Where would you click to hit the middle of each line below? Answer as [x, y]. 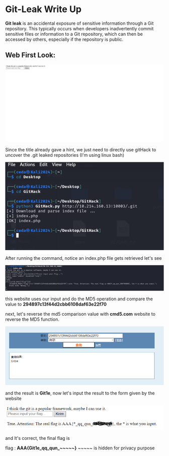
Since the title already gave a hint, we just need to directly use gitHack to [81, 150]
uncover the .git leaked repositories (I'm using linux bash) [65, 155]
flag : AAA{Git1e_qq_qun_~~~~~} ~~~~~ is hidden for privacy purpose [80, 448]
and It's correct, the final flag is [38, 438]
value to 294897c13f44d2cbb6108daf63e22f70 [56, 304]
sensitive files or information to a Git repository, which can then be [74, 34]
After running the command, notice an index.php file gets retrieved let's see [83, 258]
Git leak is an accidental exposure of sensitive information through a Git [79, 23]
